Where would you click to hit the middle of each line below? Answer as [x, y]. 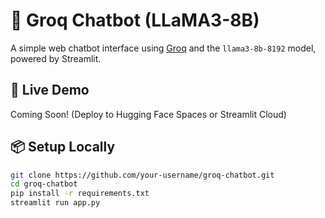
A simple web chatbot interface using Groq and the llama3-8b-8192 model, [163, 48]
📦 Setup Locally [63, 147]
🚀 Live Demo [50, 90]
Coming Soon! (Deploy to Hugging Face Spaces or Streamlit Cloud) [148, 114]
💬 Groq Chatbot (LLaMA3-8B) [135, 20]
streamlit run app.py [55, 203]
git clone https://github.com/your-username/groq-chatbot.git [142, 175]
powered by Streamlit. [56, 58]
